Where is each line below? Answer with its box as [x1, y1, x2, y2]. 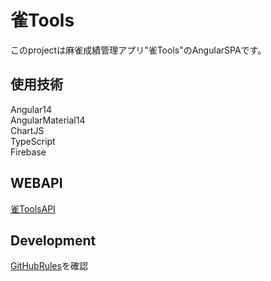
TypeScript [10, 135, 56, 147]
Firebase [10, 146, 47, 158]
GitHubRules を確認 [10, 260, 88, 272]
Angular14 [10, 103, 53, 115]
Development [10, 232, 97, 249]
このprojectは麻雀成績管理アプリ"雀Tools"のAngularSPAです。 [10, 44, 267, 56]
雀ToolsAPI [10, 202, 56, 215]
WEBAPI [10, 175, 63, 192]
